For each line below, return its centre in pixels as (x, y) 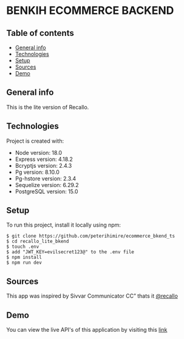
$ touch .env (23, 247)
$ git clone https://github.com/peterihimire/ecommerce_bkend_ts (90, 236)
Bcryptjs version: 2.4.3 (43, 165)
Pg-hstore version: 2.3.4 (46, 178)
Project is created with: (35, 141)
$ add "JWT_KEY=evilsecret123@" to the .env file (70, 252)
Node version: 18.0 (39, 152)
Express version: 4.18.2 (44, 159)
